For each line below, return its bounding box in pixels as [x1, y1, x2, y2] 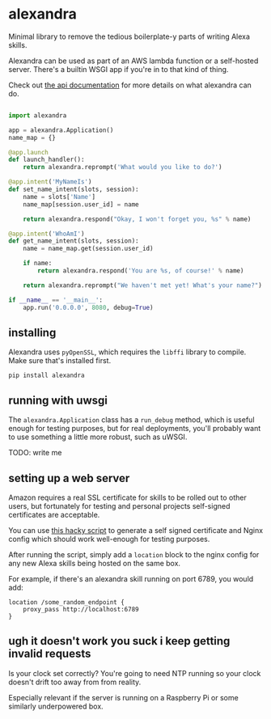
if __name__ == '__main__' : [8, 296, 104, 304]
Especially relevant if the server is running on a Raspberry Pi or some [8, 692, 239, 702]
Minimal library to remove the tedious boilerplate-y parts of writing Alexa [8, 32, 251, 41]
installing [8, 325, 57, 340]
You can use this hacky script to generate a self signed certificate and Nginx [8, 526, 264, 535]
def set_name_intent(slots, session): [8, 185, 139, 194]
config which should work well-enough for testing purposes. [8, 535, 210, 543]
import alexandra [8, 111, 67, 120]
